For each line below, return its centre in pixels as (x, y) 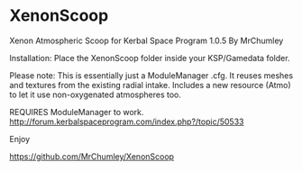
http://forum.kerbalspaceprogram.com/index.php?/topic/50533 (127, 121)
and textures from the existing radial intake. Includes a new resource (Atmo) (150, 85)
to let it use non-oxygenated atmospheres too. (96, 94)
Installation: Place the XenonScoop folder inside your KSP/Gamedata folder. (150, 58)
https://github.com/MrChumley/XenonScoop (92, 156)
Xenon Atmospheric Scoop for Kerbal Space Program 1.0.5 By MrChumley (146, 40)
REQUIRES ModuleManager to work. (77, 112)
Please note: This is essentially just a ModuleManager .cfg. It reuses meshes (151, 75)
